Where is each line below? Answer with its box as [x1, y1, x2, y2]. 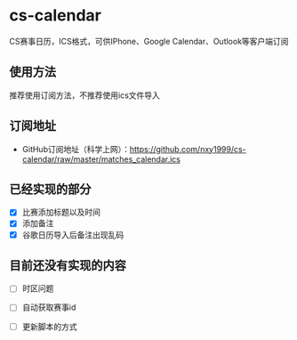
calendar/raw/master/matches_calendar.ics [21, 153, 181, 165]
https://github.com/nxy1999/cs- [129, 143, 246, 154]
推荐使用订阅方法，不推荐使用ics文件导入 [9, 90, 160, 101]
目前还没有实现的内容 [9, 257, 126, 272]
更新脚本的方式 [21, 321, 77, 332]
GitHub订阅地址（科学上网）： [21, 143, 131, 154]
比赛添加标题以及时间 [21, 206, 100, 218]
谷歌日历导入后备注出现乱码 [21, 229, 124, 240]
